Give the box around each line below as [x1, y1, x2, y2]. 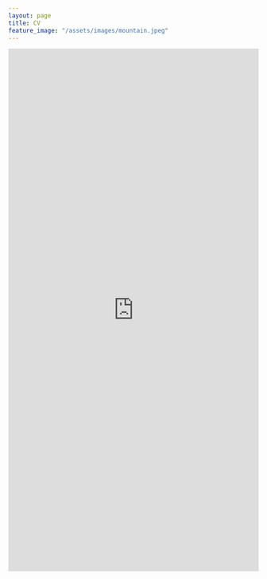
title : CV [8, 19, 41, 27]
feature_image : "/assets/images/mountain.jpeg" [8, 26, 169, 34]
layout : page [8, 11, 52, 20]
